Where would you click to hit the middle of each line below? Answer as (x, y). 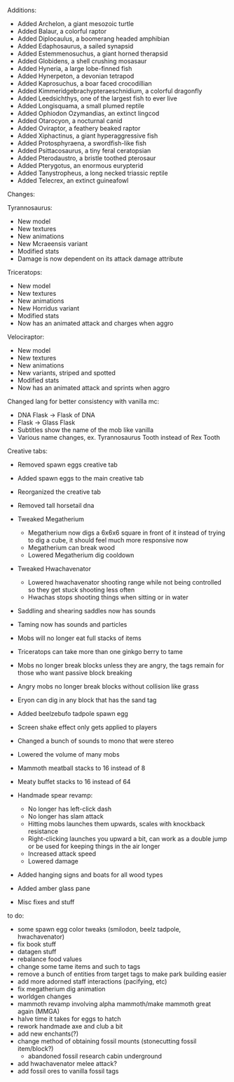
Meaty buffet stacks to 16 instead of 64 (74, 782)
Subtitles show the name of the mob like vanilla (85, 430)
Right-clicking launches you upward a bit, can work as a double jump (128, 839)
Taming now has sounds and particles (72, 624)
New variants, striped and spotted (66, 373)
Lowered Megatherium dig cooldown (81, 555)
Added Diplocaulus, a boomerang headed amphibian (94, 39)
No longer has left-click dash (70, 809)
